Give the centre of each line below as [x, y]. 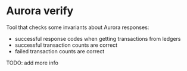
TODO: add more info [32, 63]
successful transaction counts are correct [66, 45]
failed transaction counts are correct [60, 51]
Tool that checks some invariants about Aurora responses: [78, 27]
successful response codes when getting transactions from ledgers [98, 38]
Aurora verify [40, 11]
